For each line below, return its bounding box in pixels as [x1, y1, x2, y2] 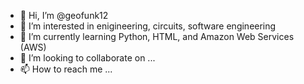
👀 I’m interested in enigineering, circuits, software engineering [19, 20, 277, 32]
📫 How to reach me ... [19, 63, 113, 75]
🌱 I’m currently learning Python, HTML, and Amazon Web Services [19, 31, 295, 42]
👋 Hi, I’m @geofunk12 [19, 10, 109, 21]
